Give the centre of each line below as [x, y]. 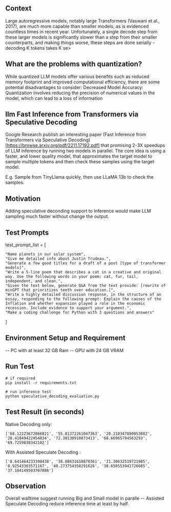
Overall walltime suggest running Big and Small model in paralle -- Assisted [85, 498]
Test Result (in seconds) [45, 412]
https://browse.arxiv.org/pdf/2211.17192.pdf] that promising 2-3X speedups [86, 145]
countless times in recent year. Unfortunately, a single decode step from [81, 31]
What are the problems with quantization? [74, 64]
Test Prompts [27, 232]
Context [18, 8]
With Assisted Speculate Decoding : [43, 452]
